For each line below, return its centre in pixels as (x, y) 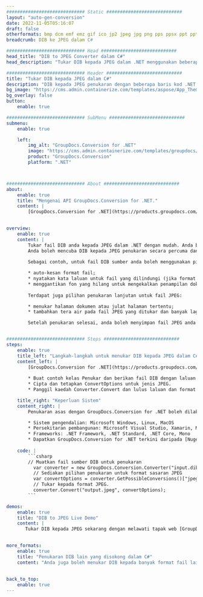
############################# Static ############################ (94, 12)
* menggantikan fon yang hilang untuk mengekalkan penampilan (108, 284)
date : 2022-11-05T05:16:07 (40, 23)
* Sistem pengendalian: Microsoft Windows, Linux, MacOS (101, 423)
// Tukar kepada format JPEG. (71, 485)
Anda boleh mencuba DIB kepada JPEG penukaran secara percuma (108, 251)
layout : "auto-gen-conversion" (46, 18)
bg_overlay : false (29, 95)
